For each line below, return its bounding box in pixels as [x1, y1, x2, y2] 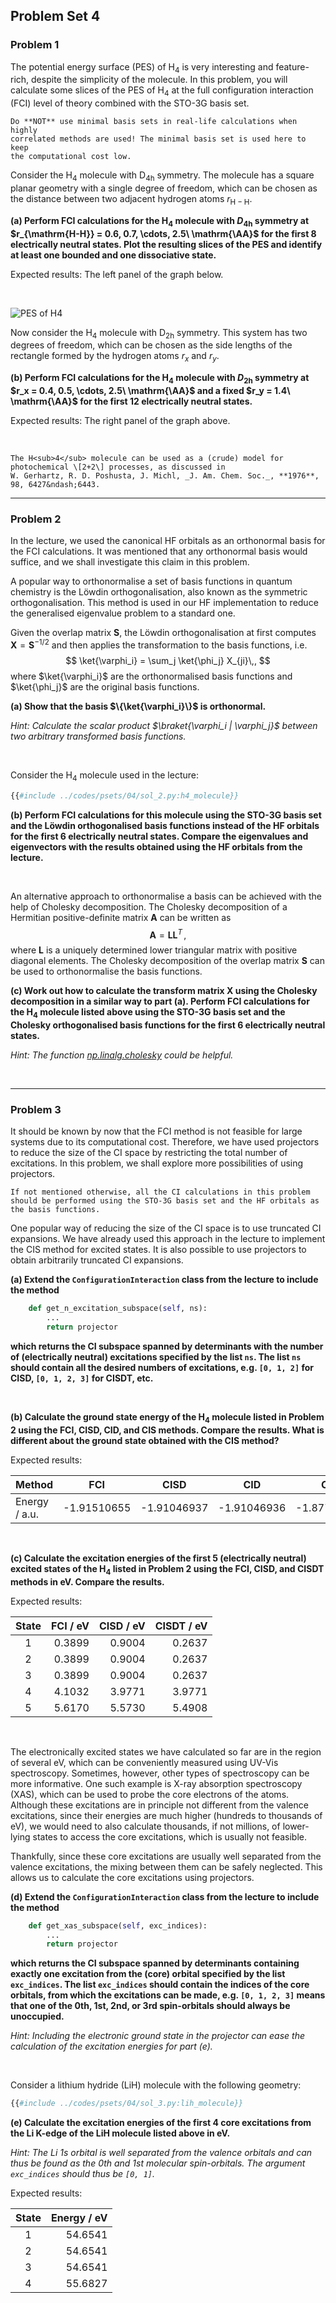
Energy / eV [50, 2211, 108, 2225]
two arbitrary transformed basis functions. [10, 730, 187, 743]
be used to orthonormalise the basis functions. [10, 965, 203, 978]
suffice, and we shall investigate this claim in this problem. [10, 556, 250, 568]
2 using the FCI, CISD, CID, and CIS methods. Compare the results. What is [10, 1424, 325, 1436]
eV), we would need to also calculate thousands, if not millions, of [10, 1820, 281, 1832]
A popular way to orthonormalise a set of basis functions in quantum [10, 575, 293, 588]
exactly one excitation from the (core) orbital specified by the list [10, 1968, 286, 1980]
